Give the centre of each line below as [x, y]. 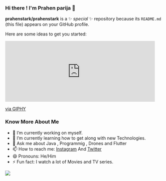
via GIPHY [16, 109]
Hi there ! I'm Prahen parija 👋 [40, 8]
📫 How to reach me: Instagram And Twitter [57, 149]
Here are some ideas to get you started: [46, 34]
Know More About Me [32, 122]
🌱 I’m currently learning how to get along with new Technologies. [79, 138]
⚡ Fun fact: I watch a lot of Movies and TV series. [63, 162]
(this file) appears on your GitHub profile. [47, 24]
